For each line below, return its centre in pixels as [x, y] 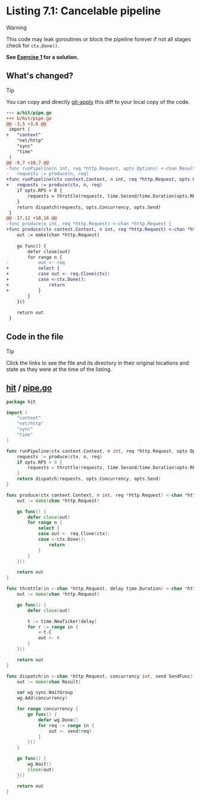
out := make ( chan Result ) [49, 682]
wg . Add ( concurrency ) [42, 698]
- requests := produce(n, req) [48, 174]
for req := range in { [66, 725]
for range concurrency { [48, 709]
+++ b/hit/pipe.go [29, 118]
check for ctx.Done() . [33, 45]
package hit [21, 401]
